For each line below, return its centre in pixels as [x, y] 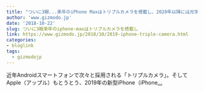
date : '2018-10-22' [31, 23]
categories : [21, 40]
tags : [13, 51]
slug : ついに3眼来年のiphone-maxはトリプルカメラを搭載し [72, 29]
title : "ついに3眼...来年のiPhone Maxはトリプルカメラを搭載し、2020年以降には [98, 12]
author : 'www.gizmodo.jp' [39, 18]
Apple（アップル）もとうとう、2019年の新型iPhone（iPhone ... [84, 82]
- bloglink [20, 46]
